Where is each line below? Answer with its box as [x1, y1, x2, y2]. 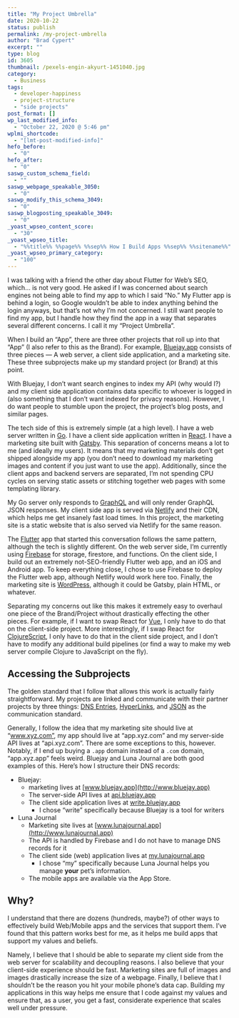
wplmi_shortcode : [7, 130, 59, 137]
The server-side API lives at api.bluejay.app [28, 790, 156, 799]
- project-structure [14, 97, 75, 104]
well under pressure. [7, 1003, 68, 1012]
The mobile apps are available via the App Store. [28, 874, 171, 882]
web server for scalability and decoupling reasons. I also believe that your [7, 958, 225, 967]
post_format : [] [7, 110, 56, 117]
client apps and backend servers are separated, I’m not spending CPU [7, 469, 214, 477]
